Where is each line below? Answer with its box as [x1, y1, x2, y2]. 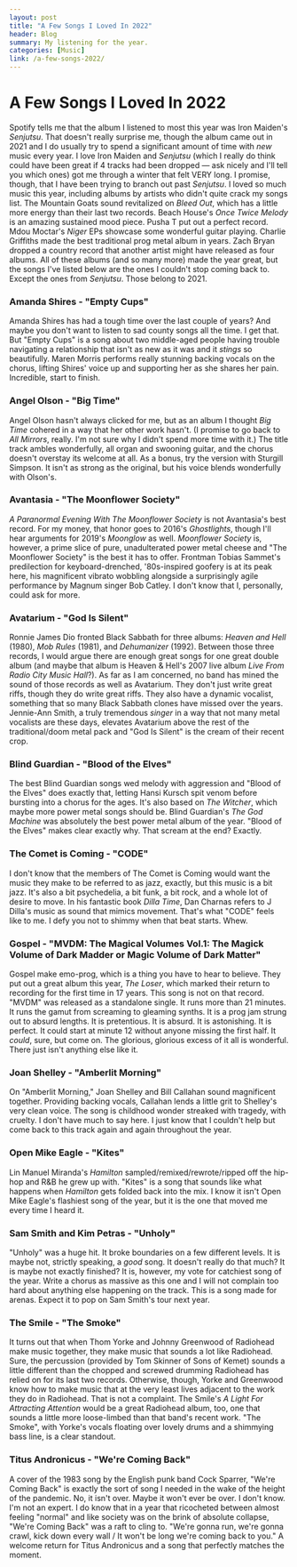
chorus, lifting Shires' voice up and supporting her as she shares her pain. [9, 363, 279, 374]
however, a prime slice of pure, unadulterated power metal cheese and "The [9, 542, 287, 552]
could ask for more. [9, 589, 81, 600]
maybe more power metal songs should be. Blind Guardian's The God [9, 807, 263, 817]
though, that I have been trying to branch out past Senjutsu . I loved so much [9, 179, 286, 189]
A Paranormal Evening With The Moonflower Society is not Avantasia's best [9, 513, 286, 525]
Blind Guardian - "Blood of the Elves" [9, 758, 172, 770]
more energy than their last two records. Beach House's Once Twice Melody [9, 206, 288, 218]
